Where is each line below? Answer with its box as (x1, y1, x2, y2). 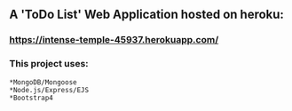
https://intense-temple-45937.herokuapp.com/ (9, 34, 219, 46)
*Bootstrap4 (9, 93, 53, 102)
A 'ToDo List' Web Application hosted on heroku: (9, 7, 284, 22)
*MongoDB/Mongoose (9, 77, 77, 87)
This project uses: (9, 58, 89, 70)
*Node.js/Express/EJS (9, 85, 90, 94)
